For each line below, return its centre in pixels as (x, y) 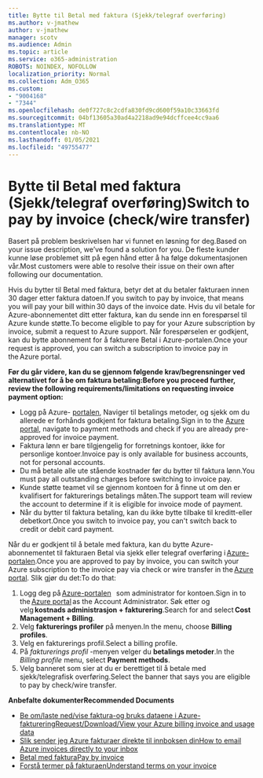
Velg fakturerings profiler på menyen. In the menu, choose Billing (126, 627)
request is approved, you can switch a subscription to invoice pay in (118, 348)
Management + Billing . (57, 618)
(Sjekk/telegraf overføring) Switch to (129, 203)
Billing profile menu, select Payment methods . (95, 660)
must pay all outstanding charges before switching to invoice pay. (126, 479)
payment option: (36, 397)
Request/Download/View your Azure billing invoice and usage (155, 724)
